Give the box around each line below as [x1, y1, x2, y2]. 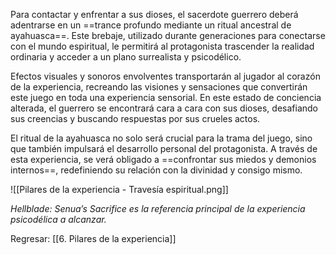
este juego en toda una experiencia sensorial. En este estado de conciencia [10, 92, 322, 103]
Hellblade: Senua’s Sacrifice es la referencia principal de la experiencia [10, 203, 306, 214]
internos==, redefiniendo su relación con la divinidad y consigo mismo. [10, 164, 303, 176]
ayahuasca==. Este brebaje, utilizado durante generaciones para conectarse [10, 30, 326, 41]
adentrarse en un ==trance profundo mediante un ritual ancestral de [10, 19, 292, 31]
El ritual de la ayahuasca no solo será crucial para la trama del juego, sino [10, 132, 313, 144]
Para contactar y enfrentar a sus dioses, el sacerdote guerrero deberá [10, 9, 299, 20]
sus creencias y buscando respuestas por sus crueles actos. [10, 113, 261, 124]
